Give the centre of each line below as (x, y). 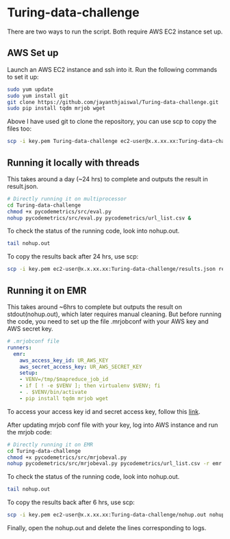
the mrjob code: (30, 432)
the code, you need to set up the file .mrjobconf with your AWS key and (108, 321)
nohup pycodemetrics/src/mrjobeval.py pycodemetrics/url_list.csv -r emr (115, 464)
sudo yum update (30, 89)
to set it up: (23, 77)
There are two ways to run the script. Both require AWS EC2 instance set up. (115, 31)
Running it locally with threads (74, 162)
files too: (20, 129)
